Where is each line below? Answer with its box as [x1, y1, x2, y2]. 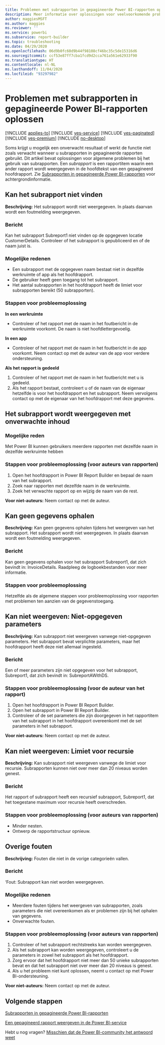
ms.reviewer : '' [5, 26, 38, 31]
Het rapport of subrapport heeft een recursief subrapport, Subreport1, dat [5, 794, 155, 800]
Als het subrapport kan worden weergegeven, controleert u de [12, 947, 139, 953]
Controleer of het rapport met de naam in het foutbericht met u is [12, 374, 144, 380]
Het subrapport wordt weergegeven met [5, 410, 131, 418]
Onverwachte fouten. [12, 918, 55, 924]
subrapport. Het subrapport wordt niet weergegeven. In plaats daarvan [5, 530, 149, 536]
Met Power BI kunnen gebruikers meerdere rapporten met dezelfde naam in [5, 444, 158, 449]
